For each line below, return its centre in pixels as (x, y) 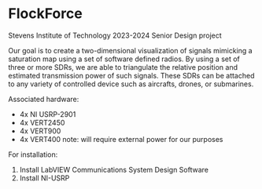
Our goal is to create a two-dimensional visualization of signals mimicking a (131, 50)
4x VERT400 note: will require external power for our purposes (121, 139)
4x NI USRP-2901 (48, 114)
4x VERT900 (40, 131)
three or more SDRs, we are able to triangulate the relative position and (123, 67)
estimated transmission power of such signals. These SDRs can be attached (131, 75)
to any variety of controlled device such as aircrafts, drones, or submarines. (131, 84)
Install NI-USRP (44, 178)
